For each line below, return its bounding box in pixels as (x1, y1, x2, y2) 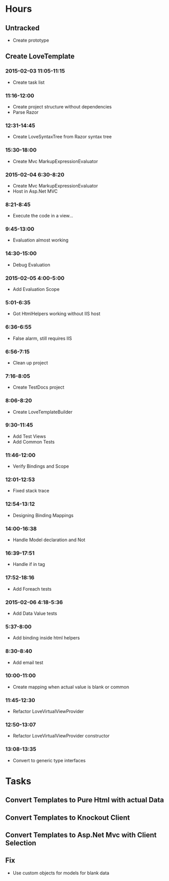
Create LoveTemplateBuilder (12, 409, 73, 415)
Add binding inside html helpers (12, 635, 80, 641)
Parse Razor (12, 109, 39, 115)
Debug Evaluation (12, 262, 50, 268)
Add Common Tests (12, 438, 55, 445)
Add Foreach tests (12, 585, 52, 592)
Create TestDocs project (12, 384, 65, 391)
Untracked (5, 24, 40, 32)
